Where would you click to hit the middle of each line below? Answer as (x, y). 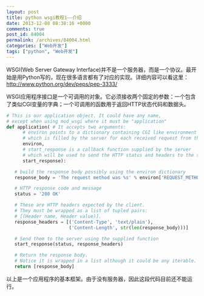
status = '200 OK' (38, 194)
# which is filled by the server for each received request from (107, 138)
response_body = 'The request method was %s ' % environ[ (88, 177)
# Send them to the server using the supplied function (87, 239)
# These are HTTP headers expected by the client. (80, 205)
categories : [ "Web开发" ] (37, 46)
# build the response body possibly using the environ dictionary (100, 172)
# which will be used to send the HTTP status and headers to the (108, 155)
